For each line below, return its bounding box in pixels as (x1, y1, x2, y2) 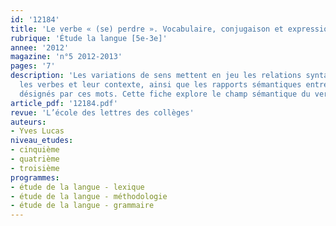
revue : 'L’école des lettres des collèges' (10, 107, 195, 118)
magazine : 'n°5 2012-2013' (10, 52, 123, 62)
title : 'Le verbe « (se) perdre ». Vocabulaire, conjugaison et (10, 24, 284, 34)
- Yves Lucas (10, 126, 65, 136)
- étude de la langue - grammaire (10, 201, 155, 211)
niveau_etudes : (10, 136, 74, 146)
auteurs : (10, 117, 47, 127)
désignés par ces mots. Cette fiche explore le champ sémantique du (19, 89, 311, 99)
